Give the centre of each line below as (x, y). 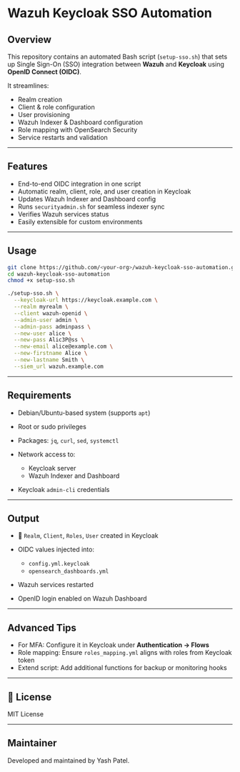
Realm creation (40, 99)
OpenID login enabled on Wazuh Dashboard (82, 598)
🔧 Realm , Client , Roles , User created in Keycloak (88, 536)
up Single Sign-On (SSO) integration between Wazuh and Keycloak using (116, 64)
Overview (30, 40)
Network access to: (46, 454)
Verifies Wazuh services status (63, 214)
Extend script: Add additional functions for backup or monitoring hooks (122, 668)
